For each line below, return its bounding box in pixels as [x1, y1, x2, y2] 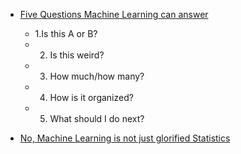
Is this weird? [49, 49, 105, 61]
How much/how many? [49, 70, 145, 82]
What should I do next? [49, 113, 145, 124]
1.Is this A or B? [34, 28, 98, 39]
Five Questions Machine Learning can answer [19, 9, 209, 20]
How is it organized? [49, 92, 134, 103]
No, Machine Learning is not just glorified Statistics [19, 132, 231, 144]
